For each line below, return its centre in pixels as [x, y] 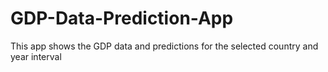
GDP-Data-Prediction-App [122, 18]
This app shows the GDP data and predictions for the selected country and [164, 46]
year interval [36, 56]
